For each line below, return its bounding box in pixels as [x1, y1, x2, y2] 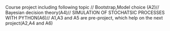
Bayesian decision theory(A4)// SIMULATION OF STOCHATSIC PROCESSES [5, 9, 165, 15]
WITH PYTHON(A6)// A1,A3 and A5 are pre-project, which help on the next [5, 15, 163, 20]
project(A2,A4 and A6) [5, 20, 53, 26]
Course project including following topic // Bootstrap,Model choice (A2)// [5, 4, 160, 10]
